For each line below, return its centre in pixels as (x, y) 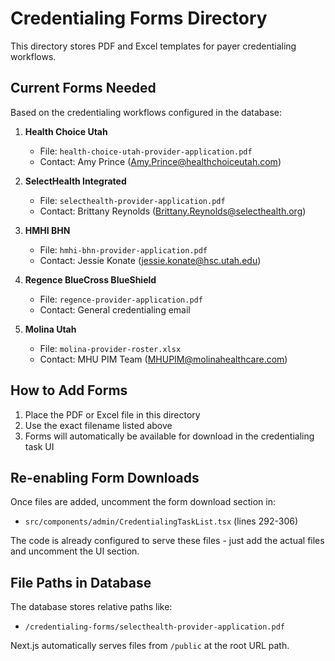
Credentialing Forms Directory (139, 18)
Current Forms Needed (83, 88)
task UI (39, 446)
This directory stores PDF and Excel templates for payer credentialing (153, 46)
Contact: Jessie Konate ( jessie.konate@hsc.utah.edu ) (150, 260)
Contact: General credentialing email (115, 309)
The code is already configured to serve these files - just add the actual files (167, 541)
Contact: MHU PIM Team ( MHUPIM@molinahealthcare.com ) (163, 359)
